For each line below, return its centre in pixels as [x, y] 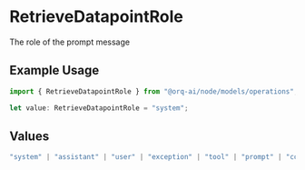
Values [30, 136]
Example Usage [54, 70]
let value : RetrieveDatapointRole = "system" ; [99, 108]
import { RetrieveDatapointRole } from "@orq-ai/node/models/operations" [152, 91]
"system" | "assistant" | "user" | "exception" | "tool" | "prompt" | [146, 157]
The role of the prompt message [69, 42]
